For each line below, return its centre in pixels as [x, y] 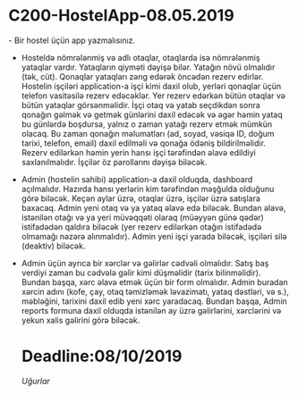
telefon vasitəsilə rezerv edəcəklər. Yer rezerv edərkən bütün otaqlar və [153, 96]
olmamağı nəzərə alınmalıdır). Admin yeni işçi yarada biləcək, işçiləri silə [154, 236]
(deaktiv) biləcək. [53, 246]
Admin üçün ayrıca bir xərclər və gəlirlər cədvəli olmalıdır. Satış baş [145, 263]
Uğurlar [35, 381]
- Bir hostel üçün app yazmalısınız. [72, 40]
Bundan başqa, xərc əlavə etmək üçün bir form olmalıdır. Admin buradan [154, 282]
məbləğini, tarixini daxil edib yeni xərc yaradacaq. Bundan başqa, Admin [154, 301]
